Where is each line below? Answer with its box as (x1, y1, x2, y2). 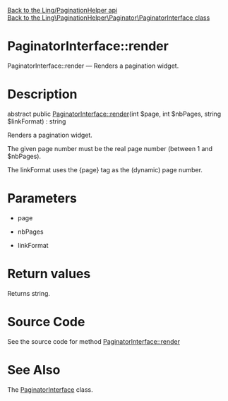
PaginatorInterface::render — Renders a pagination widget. (7, 61, 179, 70)
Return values (7, 266, 91, 282)
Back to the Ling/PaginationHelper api (7, 6, 118, 14)
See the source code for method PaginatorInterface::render (7, 337, 180, 345)
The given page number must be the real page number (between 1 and (7, 144, 213, 152)
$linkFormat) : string (7, 116, 66, 126)
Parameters (7, 191, 78, 207)
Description (7, 86, 78, 102)
